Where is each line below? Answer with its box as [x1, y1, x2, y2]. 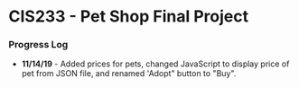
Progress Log [8, 39, 69, 51]
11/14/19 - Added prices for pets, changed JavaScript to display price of [21, 58, 290, 69]
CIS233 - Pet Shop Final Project [8, 6, 249, 27]
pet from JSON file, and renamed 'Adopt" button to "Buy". [21, 68, 237, 79]
